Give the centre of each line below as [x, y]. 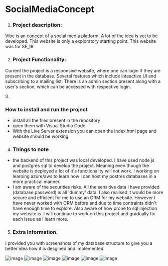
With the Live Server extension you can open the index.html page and [85, 131]
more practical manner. [36, 182]
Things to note [31, 149]
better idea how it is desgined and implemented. [55, 248]
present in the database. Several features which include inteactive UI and [81, 76]
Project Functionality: [39, 60]
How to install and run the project [46, 109]
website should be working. [41, 136]
